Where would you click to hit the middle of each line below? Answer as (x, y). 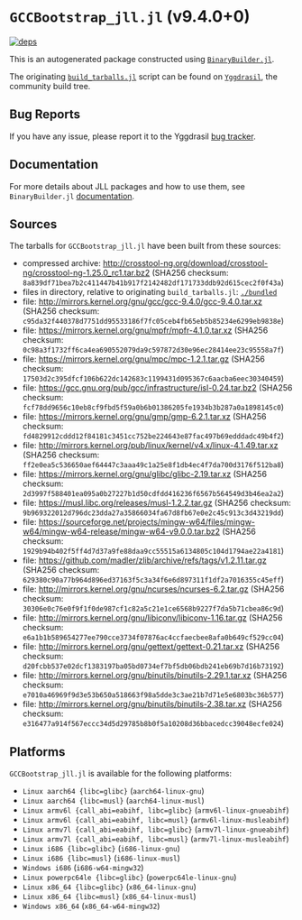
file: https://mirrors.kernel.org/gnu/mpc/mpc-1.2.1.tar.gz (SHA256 (144, 359)
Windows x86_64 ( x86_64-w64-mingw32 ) (91, 906)
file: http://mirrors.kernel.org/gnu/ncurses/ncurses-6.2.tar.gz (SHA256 (153, 589)
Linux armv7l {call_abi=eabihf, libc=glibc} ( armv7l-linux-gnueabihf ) (156, 829)
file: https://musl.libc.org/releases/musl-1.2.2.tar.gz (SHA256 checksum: (156, 503)
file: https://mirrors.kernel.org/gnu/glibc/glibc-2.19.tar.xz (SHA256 (145, 474)
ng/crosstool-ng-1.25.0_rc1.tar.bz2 (86, 273)
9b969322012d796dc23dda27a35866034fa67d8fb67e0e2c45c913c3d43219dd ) (153, 512)
